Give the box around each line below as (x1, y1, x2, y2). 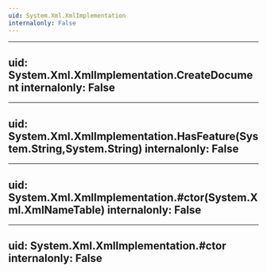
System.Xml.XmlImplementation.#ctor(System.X (8, 190, 258, 204)
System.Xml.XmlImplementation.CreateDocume (8, 68, 253, 82)
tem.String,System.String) (8, 142, 143, 155)
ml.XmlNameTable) (8, 203, 106, 216)
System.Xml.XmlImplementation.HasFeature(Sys (8, 129, 259, 143)
